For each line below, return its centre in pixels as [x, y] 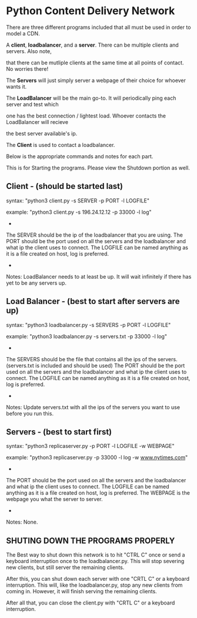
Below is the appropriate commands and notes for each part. [80, 156]
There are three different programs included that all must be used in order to [98, 27]
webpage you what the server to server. [54, 499]
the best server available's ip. [42, 133]
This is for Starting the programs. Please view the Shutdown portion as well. [98, 168]
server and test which [32, 104]
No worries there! [27, 68]
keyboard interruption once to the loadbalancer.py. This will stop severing [95, 561]
